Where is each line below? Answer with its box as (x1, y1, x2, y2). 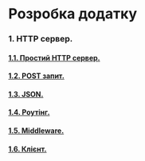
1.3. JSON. (8, 89, 44, 99)
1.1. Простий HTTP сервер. (8, 53, 100, 62)
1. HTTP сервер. (8, 33, 73, 45)
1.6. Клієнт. (8, 144, 47, 154)
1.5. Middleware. (8, 126, 65, 135)
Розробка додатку (8, 5, 138, 23)
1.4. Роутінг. (8, 108, 50, 117)
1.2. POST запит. (8, 71, 65, 80)
